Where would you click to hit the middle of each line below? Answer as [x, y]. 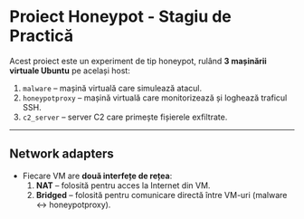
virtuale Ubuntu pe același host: [70, 71]
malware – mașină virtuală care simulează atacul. [112, 88]
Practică [42, 36]
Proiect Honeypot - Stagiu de [121, 17]
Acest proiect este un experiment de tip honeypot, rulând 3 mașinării [138, 61]
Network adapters [62, 154]
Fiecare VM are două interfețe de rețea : [97, 176]
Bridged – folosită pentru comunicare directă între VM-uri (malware [161, 195]
